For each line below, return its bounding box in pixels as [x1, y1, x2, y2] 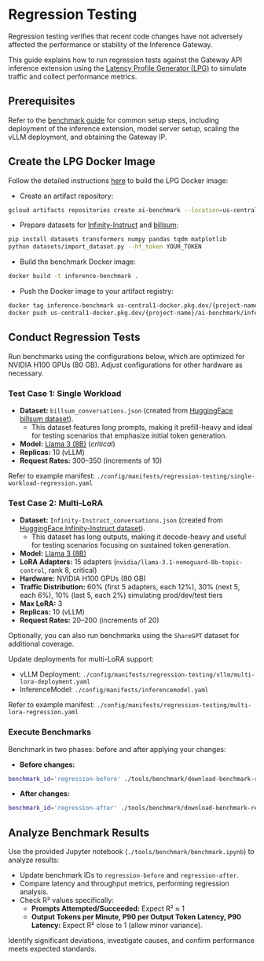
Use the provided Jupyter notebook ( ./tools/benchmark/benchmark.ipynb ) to [8, 847, 255, 856]
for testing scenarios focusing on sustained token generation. [31, 541, 231, 550]
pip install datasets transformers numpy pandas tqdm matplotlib [8, 236, 226, 244]
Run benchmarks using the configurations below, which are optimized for [8, 351, 245, 361]
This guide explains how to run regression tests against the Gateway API [8, 55, 242, 64]
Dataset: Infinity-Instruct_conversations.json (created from [19, 515, 224, 525]
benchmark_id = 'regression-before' [8, 775, 122, 783]
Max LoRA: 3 [19, 599, 63, 608]
